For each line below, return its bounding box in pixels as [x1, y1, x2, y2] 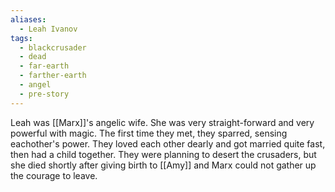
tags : [10, 33, 33, 43]
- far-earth [19, 61, 70, 71]
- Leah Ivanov [19, 24, 78, 34]
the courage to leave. [10, 169, 98, 181]
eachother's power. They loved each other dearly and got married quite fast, [10, 137, 326, 150]
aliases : [10, 14, 47, 25]
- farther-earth [19, 71, 87, 81]
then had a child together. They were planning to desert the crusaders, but [10, 148, 317, 160]
